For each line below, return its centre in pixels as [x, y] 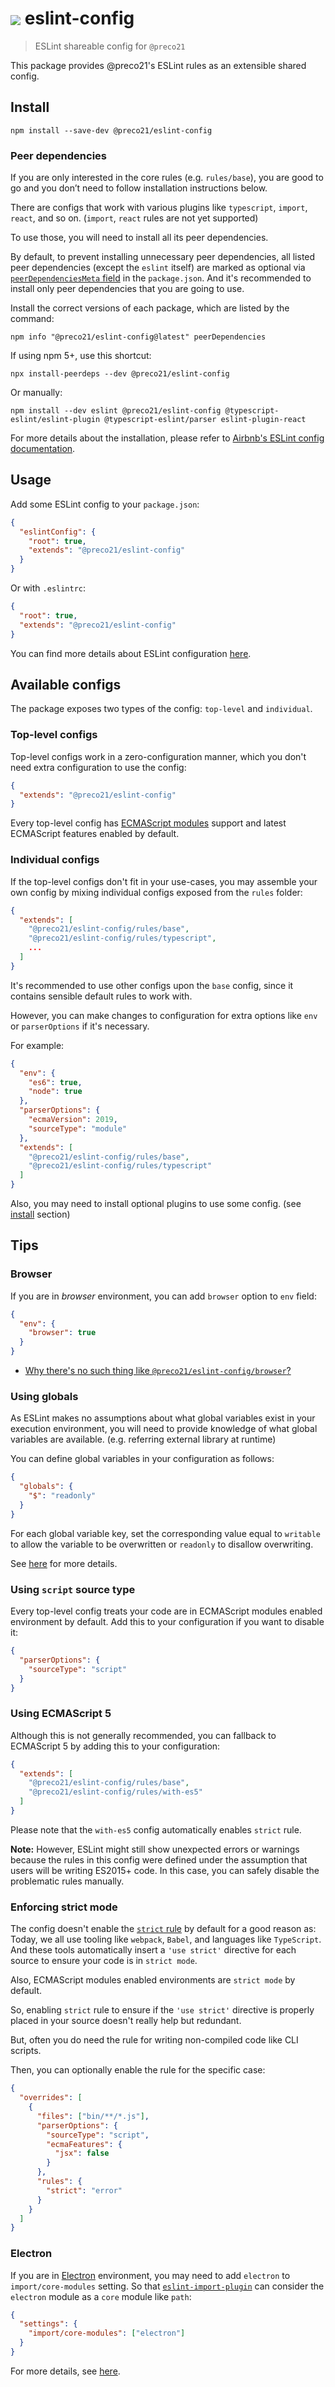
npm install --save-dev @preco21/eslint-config [111, 130]
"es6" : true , [55, 1082]
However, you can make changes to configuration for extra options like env [164, 1015]
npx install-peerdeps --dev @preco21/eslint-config [120, 374]
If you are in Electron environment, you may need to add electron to [150, 2275]
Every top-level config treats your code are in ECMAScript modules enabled [166, 1611]
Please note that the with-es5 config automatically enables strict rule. [156, 1829]
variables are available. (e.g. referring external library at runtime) [143, 1439]
